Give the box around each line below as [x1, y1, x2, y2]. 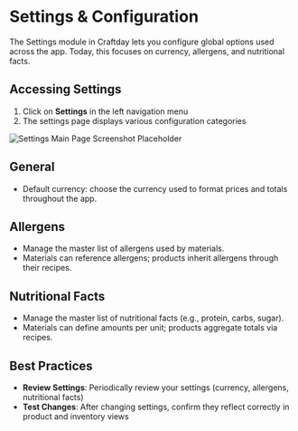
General [9, 159, 56, 175]
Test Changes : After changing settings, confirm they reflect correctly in [22, 401, 290, 412]
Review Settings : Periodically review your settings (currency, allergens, [22, 382, 289, 393]
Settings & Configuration [9, 6, 199, 27]
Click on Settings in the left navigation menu [22, 106, 189, 117]
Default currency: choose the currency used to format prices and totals [22, 183, 288, 194]
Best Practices [9, 358, 93, 373]
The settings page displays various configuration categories [22, 115, 247, 126]
